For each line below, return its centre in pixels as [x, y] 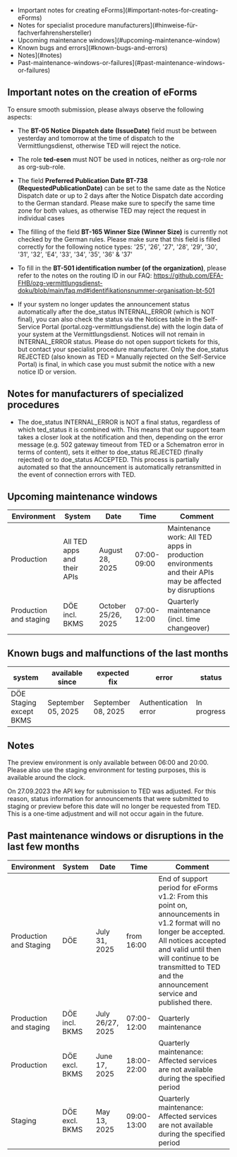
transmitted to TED [189, 967]
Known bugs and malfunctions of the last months [118, 653]
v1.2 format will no [189, 922]
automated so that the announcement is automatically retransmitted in [119, 467]
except [22, 711]
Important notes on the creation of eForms [102, 92]
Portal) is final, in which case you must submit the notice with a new [116, 364]
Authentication [164, 703]
